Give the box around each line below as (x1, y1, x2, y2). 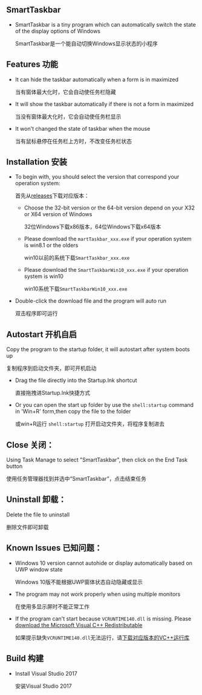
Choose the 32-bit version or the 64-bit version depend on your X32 (24, 204, 195, 211)
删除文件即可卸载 (6, 523, 49, 530)
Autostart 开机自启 (6, 329, 77, 340)
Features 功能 (6, 59, 59, 70)
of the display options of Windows (15, 27, 101, 35)
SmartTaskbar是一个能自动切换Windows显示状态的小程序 (15, 39, 158, 47)
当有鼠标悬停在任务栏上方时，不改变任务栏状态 (15, 137, 132, 145)
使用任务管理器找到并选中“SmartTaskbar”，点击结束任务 (6, 475, 147, 483)
